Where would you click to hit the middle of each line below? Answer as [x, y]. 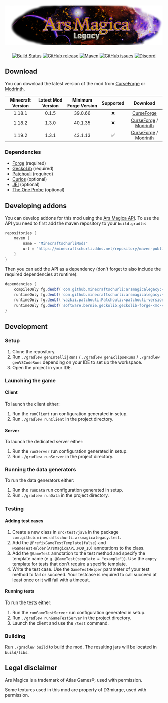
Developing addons [36, 206]
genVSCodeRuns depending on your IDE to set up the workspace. [77, 362]
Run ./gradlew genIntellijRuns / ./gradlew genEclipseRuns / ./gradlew [86, 357]
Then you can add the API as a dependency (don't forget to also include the [83, 269]
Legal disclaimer [31, 668]
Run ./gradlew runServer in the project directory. [63, 457]
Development [27, 326]
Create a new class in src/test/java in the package [65, 532]
